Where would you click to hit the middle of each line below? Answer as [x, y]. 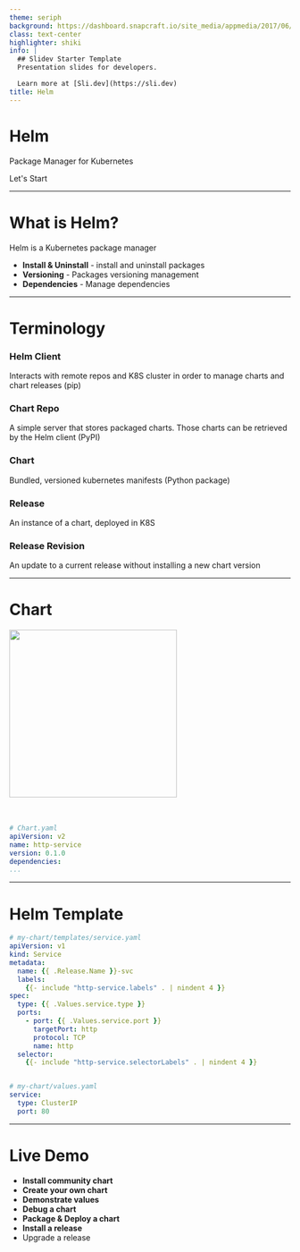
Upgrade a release [56, 1237]
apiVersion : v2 [37, 836]
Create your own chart [65, 1189]
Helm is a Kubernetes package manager [83, 248]
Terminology [57, 328]
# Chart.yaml [33, 828]
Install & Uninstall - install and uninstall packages [113, 265]
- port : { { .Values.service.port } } [94, 1021]
